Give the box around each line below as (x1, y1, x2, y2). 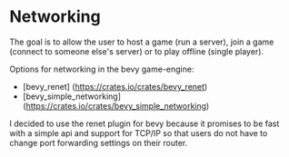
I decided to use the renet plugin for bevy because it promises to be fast (9, 118, 280, 129)
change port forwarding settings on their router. (9, 137, 188, 148)
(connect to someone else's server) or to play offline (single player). (9, 45, 264, 56)
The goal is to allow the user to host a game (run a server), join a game (9, 36, 274, 47)
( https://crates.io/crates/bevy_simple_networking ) (22, 100, 210, 111)
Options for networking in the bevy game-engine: (9, 64, 194, 74)
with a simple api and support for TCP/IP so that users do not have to (9, 127, 268, 138)
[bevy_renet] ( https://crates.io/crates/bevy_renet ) (22, 81, 208, 92)
